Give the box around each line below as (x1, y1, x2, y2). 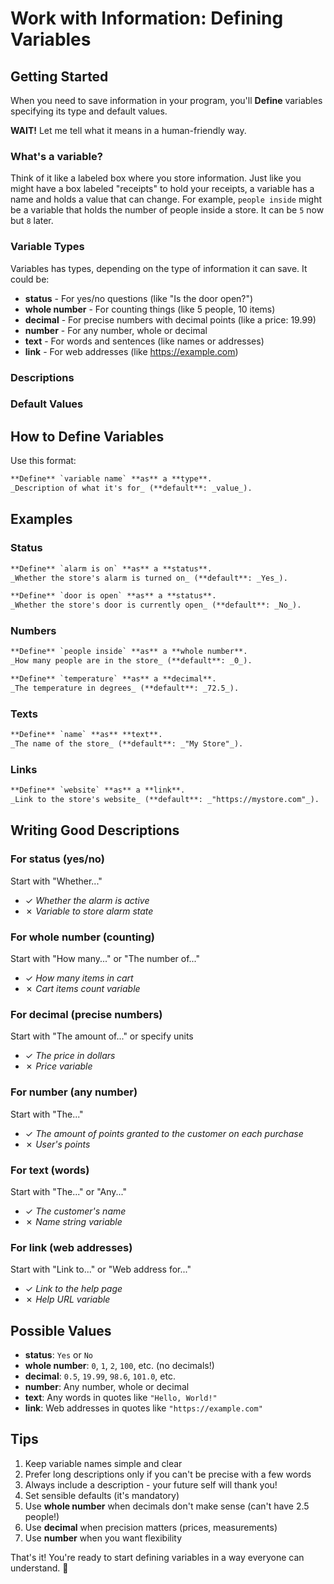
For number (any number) (10, 1085, 138, 1099)
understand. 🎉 (10, 1562, 69, 1574)
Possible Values (10, 1322, 112, 1339)
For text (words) (10, 1163, 90, 1177)
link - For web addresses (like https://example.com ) (24, 345, 239, 357)
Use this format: (10, 455, 77, 467)
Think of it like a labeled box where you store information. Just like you (10, 172, 302, 184)
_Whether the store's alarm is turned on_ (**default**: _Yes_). (10, 573, 288, 583)
